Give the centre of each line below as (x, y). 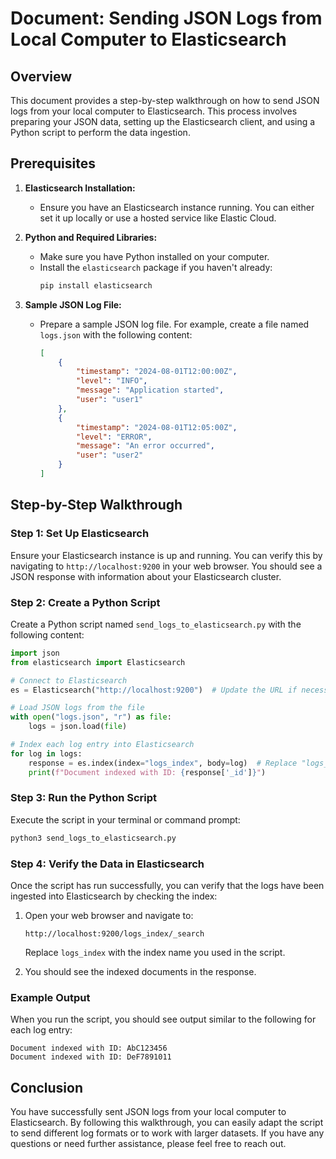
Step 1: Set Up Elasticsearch (80, 534)
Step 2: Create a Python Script (85, 602)
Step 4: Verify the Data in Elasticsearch (107, 864)
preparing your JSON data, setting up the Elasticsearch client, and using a (163, 121)
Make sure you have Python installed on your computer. (154, 256)
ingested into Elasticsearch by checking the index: (114, 896)
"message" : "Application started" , (150, 390)
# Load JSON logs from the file (77, 708)
